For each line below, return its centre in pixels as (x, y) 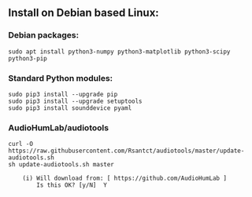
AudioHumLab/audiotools (58, 127)
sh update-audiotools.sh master (61, 165)
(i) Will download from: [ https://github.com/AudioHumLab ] (124, 179)
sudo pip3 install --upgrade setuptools (76, 101)
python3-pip (28, 58)
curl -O (21, 144)
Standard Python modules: (61, 78)
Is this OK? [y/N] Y (72, 185)
